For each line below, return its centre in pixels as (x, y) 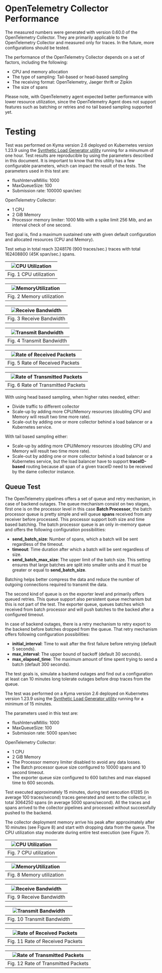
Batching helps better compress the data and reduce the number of (72, 579)
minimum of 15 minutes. (29, 704)
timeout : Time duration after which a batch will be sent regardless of (81, 549)
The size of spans (30, 87)
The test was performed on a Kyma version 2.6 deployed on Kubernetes (77, 693)
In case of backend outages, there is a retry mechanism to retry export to (78, 624)
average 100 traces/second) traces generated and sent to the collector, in (78, 797)
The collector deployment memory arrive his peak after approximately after (80, 822)
